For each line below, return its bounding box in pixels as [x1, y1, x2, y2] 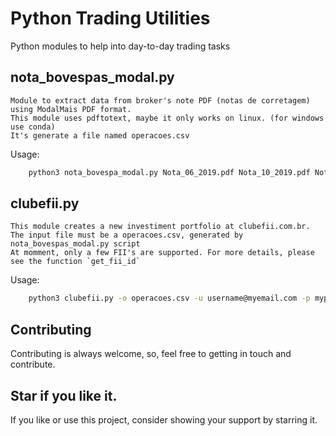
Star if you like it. [10, 387, 118, 404]
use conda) [10, 122, 56, 132]
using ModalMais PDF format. [10, 104, 132, 114]
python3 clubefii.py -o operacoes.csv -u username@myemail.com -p [28, 293, 311, 304]
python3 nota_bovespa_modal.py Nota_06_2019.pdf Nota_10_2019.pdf [28, 167, 311, 177]
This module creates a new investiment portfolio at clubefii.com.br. [10, 222, 311, 232]
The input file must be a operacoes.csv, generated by [10, 230, 244, 241]
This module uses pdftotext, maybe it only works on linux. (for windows [10, 113, 325, 123]
